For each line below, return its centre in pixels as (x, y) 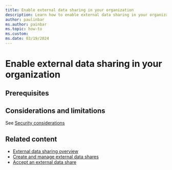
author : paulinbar (25, 19)
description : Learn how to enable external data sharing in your (76, 15)
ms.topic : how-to (24, 29)
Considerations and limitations (56, 111)
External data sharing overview (45, 152)
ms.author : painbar (26, 24)
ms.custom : (17, 34)
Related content (31, 139)
